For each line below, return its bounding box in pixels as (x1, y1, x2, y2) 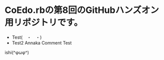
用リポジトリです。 (4, 17, 83, 28)
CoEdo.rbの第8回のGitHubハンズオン (4, 4, 159, 16)
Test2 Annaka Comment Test (11, 40, 72, 46)
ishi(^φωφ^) (4, 49, 29, 55)
